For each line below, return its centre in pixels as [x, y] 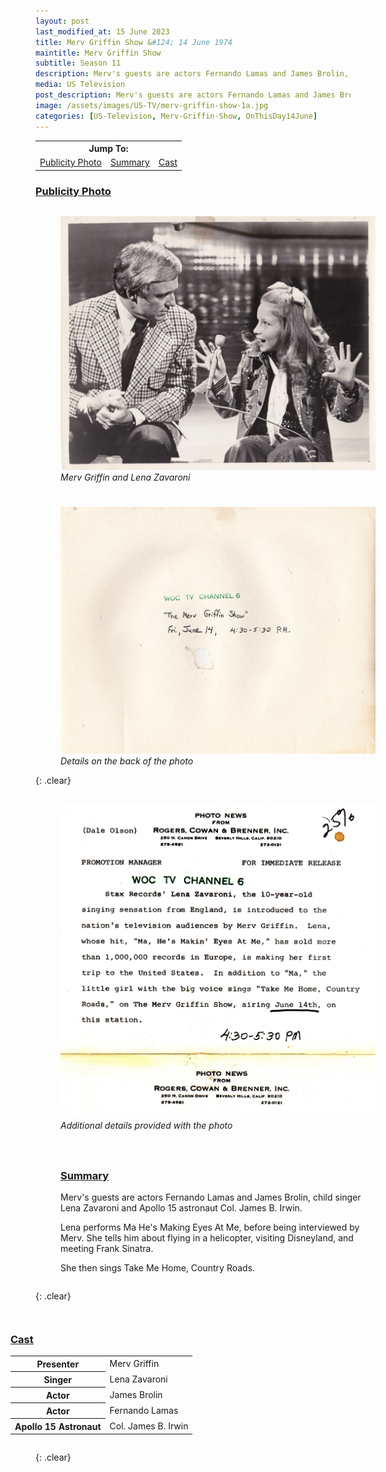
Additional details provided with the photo [146, 1125]
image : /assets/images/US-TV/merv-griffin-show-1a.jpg [152, 105]
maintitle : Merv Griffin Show [98, 53]
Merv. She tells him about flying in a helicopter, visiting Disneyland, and [207, 1238]
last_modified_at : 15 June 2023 [102, 31]
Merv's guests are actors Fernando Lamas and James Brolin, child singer [211, 1197]
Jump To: [108, 148]
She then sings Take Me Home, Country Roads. [158, 1268]
